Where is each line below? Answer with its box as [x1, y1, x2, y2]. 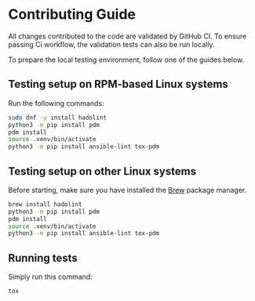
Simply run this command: [8, 272, 93, 281]
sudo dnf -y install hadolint [8, 114, 107, 121]
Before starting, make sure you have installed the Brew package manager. [8, 185, 247, 194]
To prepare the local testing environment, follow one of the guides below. [8, 55, 245, 64]
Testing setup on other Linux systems [8, 165, 197, 178]
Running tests [8, 251, 78, 264]
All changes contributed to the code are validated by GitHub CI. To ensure [8, 31, 247, 41]
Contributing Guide [8, 5, 136, 24]
